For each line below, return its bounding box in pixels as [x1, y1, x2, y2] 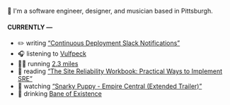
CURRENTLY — [7, 23, 53, 31]
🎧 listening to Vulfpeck [17, 49, 87, 58]
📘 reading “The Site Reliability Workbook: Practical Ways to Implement [17, 67, 223, 75]
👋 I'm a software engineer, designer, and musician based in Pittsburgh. [7, 7, 214, 15]
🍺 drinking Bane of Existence [17, 89, 103, 98]
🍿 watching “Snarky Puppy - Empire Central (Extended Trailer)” [17, 82, 202, 91]
